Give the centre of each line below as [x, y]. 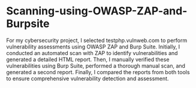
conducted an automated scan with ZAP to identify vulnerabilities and [92, 53]
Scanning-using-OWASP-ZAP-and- [97, 11]
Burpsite [28, 24]
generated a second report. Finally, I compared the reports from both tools [98, 72]
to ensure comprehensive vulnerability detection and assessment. [88, 78]
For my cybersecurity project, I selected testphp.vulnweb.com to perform [97, 40]
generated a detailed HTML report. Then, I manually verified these [88, 59]
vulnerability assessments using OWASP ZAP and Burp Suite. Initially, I [93, 47]
